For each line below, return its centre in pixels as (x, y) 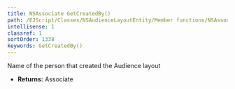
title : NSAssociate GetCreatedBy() (59, 14)
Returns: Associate (45, 79)
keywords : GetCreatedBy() (45, 46)
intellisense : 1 (31, 26)
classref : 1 (24, 33)
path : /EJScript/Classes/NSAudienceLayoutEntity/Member (90, 20)
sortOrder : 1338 (31, 40)
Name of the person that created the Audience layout (84, 66)
